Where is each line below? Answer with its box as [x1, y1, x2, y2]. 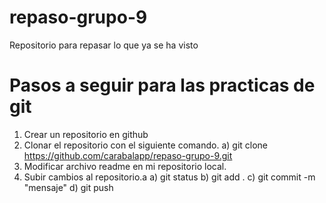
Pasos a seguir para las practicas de [9, 74, 316, 97]
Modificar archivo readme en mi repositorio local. [23, 160, 227, 172]
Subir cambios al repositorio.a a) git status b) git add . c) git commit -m [23, 171, 316, 183]
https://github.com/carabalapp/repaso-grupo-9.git [23, 149, 233, 161]
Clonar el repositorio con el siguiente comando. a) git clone [23, 139, 269, 151]
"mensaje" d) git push [23, 181, 114, 193]
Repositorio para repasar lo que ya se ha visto [9, 39, 199, 51]
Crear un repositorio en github [23, 128, 149, 140]
